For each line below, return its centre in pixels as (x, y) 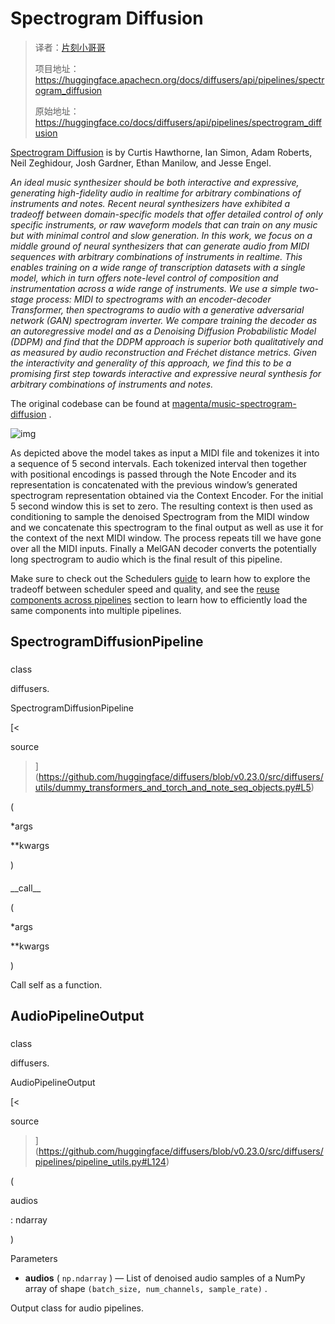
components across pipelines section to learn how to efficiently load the (159, 599)
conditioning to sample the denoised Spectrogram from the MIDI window (160, 516)
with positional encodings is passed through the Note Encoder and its (153, 474)
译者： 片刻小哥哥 (70, 47)
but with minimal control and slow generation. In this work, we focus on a (161, 235)
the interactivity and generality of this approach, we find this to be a (151, 363)
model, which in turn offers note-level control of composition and (144, 278)
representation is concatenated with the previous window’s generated (154, 484)
